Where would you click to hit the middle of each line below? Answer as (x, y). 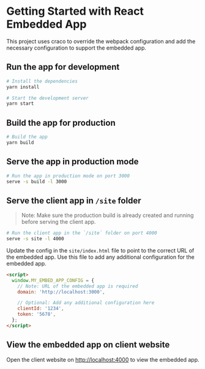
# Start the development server (47, 98)
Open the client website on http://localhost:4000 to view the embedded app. (103, 359)
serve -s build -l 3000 (37, 181)
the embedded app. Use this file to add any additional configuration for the (100, 257)
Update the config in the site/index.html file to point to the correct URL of (100, 250)
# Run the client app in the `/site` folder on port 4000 (82, 233)
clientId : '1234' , (41, 309)
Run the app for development (63, 67)
